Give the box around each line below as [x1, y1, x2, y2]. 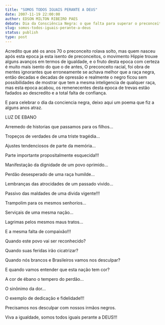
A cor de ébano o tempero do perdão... [5, 276, 84, 282]
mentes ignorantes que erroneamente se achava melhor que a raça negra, [5, 69, 156, 75]
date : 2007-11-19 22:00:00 [5, 12, 60, 17]
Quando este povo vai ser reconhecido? [5, 238, 86, 244]
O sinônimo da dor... [5, 286, 46, 292]
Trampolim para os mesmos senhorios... [5, 200, 86, 206]
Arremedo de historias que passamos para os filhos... [5, 123, 113, 129]
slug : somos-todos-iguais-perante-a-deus [5, 26, 91, 30]
